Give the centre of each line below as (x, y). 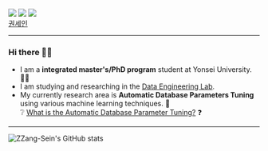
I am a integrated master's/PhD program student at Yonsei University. (136, 70)
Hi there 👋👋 (30, 52)
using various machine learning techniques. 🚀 (95, 104)
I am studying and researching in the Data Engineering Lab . (117, 86)
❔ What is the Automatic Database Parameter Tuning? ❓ (110, 113)
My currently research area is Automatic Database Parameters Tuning (137, 95)
